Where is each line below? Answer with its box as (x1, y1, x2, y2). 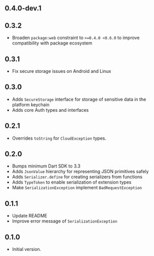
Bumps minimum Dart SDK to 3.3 (12, 163, 81, 169)
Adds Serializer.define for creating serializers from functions (12, 174, 142, 180)
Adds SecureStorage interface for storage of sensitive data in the (12, 96, 146, 102)
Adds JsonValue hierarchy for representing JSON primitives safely (12, 168, 149, 175)
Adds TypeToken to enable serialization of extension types (12, 179, 132, 185)
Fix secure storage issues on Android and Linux (12, 68, 112, 74)
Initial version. (12, 246, 41, 252)
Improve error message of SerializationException (12, 218, 118, 224)
